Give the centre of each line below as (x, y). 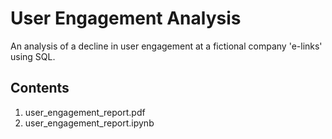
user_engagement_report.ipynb (89, 123)
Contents (40, 88)
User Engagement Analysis (126, 18)
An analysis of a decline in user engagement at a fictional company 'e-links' (166, 46)
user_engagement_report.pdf (85, 112)
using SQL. (33, 56)
